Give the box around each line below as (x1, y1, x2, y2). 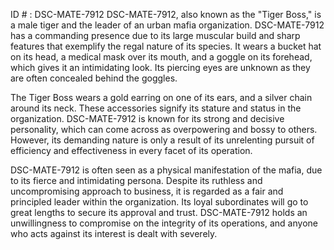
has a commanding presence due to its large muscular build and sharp (10, 30, 301, 41)
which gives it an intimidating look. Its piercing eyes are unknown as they (10, 62, 311, 73)
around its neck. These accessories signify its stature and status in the (10, 102, 302, 114)
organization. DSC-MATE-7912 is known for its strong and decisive (10, 113, 285, 124)
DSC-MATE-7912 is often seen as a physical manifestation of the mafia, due (10, 164, 323, 176)
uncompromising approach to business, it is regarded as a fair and (10, 185, 284, 197)
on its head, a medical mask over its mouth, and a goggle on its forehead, (10, 51, 313, 63)
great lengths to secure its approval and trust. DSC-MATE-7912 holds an (10, 207, 308, 218)
